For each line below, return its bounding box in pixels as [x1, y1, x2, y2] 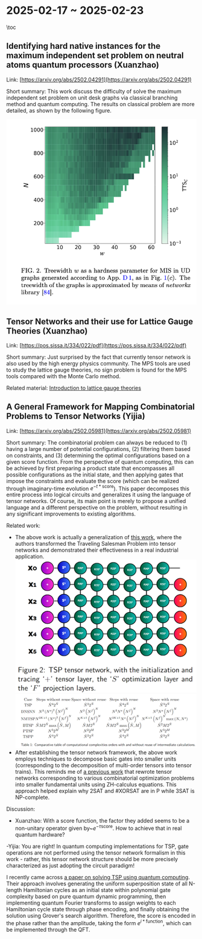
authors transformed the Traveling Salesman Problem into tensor [14, 540, 176, 548]
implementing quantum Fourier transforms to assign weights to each [6, 899, 176, 906]
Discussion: [6, 806, 36, 813]
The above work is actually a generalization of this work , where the [14, 534, 182, 541]
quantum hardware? [14, 831, 65, 838]
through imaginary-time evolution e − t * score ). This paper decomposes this [6, 484, 190, 492]
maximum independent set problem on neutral [6, 51, 184, 61]
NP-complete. [14, 794, 50, 801]
